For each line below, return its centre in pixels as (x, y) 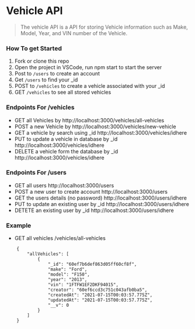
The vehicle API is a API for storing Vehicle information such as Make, (104, 27)
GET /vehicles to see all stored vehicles (63, 92)
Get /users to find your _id (46, 80)
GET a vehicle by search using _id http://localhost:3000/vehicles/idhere (101, 132)
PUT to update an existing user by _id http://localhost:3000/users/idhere (102, 204)
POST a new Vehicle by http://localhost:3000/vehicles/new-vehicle (95, 126)
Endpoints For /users (36, 173)
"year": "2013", (67, 280)
